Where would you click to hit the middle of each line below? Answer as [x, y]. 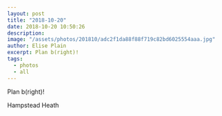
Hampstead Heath [33, 105]
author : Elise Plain [37, 46]
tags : [15, 59]
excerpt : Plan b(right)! [43, 53]
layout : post [26, 14]
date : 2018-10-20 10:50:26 [46, 26]
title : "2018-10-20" [37, 20]
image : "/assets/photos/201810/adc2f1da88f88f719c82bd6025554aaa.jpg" [111, 40]
